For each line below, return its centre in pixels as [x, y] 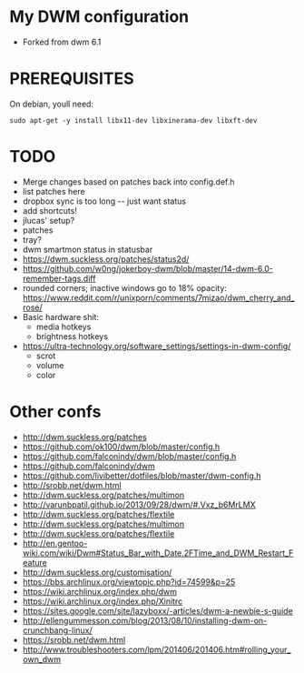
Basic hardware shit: [61, 316]
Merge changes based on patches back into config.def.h [128, 181]
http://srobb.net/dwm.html [72, 485]
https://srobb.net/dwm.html [74, 639]
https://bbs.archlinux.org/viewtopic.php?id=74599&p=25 [129, 582]
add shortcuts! [49, 210]
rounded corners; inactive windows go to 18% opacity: [124, 287]
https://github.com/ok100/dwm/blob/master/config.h [121, 447]
